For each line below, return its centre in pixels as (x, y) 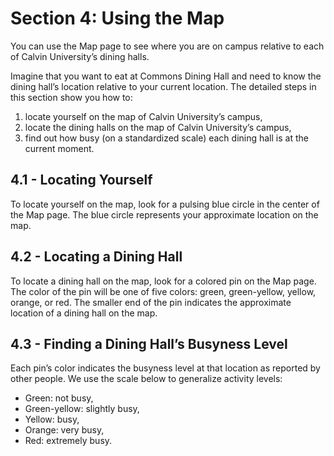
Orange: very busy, (64, 430)
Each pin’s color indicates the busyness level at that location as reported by (165, 368)
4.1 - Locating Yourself (81, 180)
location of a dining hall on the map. (84, 313)
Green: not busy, (59, 398)
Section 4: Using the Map (117, 18)
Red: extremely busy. (68, 441)
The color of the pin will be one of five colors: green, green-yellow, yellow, (163, 291)
